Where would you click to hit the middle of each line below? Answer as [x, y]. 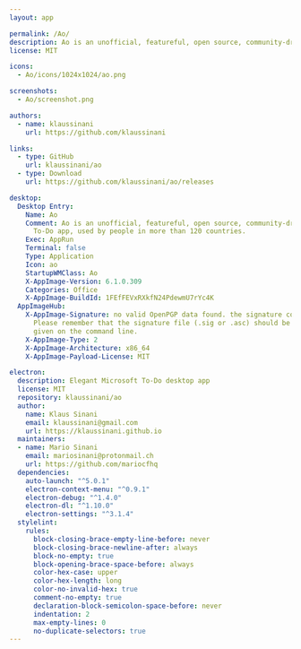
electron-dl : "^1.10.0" [70, 506]
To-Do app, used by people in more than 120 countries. [139, 231]
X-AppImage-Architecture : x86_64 [88, 348]
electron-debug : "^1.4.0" [74, 498]
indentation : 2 [61, 614]
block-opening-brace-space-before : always [113, 564]
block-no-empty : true [73, 556]
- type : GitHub [46, 157]
